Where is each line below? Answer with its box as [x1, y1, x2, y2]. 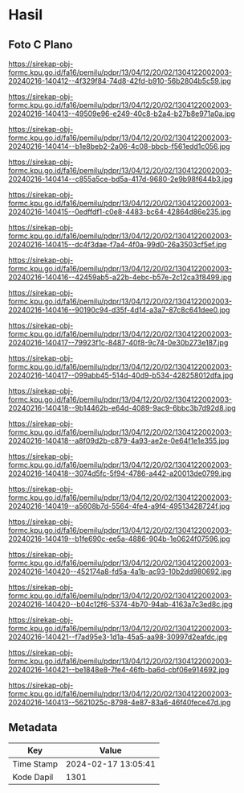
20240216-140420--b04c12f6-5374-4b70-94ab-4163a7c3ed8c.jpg [8, 600, 233, 609]
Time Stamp [12, 758, 59, 770]
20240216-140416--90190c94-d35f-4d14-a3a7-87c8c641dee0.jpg [8, 305, 230, 315]
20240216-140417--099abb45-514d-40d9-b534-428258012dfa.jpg [8, 370, 234, 380]
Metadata [8, 721, 58, 734]
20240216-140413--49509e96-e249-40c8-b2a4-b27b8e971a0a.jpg [8, 109, 235, 118]
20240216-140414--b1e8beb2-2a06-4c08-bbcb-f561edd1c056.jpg [8, 142, 230, 151]
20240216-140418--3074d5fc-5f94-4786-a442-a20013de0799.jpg [8, 469, 231, 478]
